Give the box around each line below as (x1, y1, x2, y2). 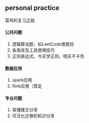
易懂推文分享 (12, 107, 38, 113)
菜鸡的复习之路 (5, 17, 35, 23)
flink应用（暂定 (12, 83, 42, 89)
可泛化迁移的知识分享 (12, 113, 55, 119)
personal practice (5, 4, 59, 12)
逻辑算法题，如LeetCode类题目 (12, 41, 74, 47)
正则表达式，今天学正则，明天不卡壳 (12, 53, 85, 59)
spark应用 (12, 77, 32, 83)
